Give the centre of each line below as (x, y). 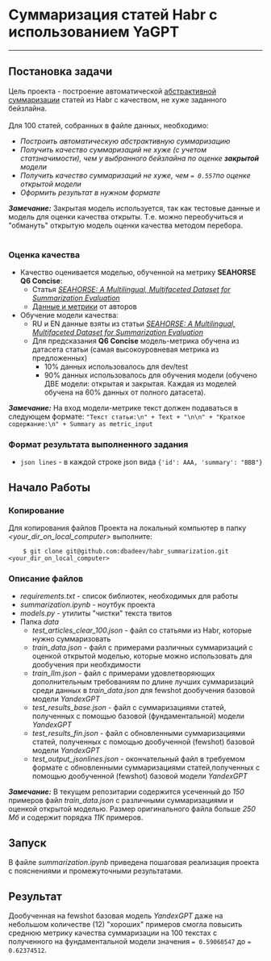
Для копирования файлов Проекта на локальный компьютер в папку (127, 528)
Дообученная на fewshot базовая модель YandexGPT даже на (116, 915)
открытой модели (51, 184)
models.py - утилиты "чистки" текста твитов (96, 613)
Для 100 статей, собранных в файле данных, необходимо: (108, 125)
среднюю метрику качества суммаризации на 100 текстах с (113, 933)
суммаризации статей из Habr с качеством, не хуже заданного (118, 99)
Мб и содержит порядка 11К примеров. (76, 817)
